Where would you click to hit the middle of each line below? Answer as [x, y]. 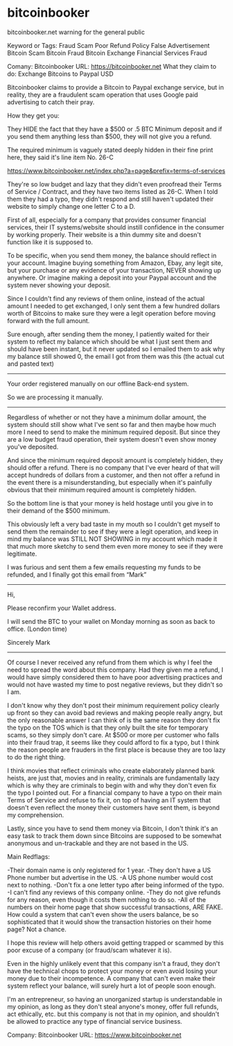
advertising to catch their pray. [51, 102]
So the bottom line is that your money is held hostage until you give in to [110, 503]
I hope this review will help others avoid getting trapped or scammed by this [115, 942]
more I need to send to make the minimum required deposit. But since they [114, 432]
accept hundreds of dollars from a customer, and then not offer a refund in [114, 475]
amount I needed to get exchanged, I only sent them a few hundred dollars [114, 306]
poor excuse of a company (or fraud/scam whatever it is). [89, 950]
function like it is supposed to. [50, 242]
